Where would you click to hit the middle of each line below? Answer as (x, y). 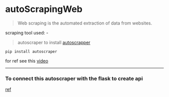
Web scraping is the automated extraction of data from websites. (85, 23)
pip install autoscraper (31, 51)
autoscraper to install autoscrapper (54, 42)
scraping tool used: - (27, 32)
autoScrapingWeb (44, 9)
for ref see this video (27, 60)
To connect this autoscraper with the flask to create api (74, 78)
